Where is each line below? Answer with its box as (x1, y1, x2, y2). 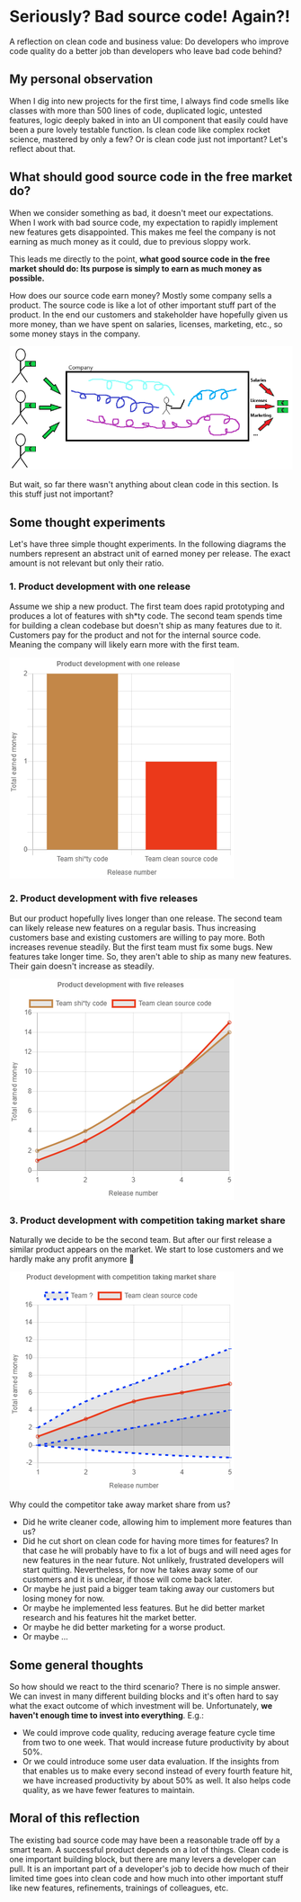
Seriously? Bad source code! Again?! (9, 6, 290, 27)
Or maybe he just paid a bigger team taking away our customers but (22, 1584, 275, 1594)
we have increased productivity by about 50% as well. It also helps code (22, 1774, 291, 1786)
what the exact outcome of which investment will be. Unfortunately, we (9, 1700, 273, 1710)
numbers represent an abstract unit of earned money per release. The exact (9, 549, 291, 559)
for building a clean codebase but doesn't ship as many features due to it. (9, 620, 283, 630)
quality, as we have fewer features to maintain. (22, 1784, 195, 1795)
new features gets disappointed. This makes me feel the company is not (9, 227, 276, 237)
